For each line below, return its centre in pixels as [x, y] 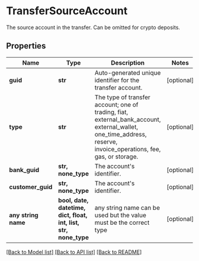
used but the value [120, 215]
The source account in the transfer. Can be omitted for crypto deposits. [93, 27]
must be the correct [122, 222]
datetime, [72, 208]
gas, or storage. [116, 157]
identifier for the [117, 80]
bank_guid [24, 170]
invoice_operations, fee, [128, 149]
